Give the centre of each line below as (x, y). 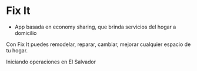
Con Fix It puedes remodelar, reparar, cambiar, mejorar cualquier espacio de (98, 44)
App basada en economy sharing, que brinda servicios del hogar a (95, 27)
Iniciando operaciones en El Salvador (51, 62)
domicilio (26, 33)
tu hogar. (17, 50)
